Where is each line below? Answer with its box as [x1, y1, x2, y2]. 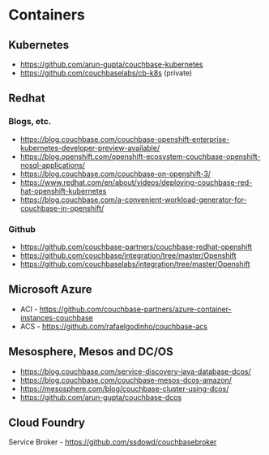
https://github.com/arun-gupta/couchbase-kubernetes [19, 59, 203, 69]
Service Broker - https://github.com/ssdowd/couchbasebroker [8, 437, 217, 447]
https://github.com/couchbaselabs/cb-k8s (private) [19, 68, 193, 78]
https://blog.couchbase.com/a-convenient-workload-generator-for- [19, 195, 247, 204]
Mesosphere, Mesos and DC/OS [8, 345, 173, 358]
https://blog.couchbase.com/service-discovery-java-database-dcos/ [19, 367, 251, 376]
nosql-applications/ [19, 160, 86, 170]
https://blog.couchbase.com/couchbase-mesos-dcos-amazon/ [19, 375, 233, 384]
